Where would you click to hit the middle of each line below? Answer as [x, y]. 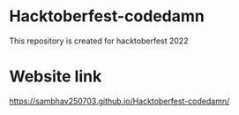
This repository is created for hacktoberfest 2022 [99, 41]
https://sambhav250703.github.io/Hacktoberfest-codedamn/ [119, 101]
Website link [56, 77]
